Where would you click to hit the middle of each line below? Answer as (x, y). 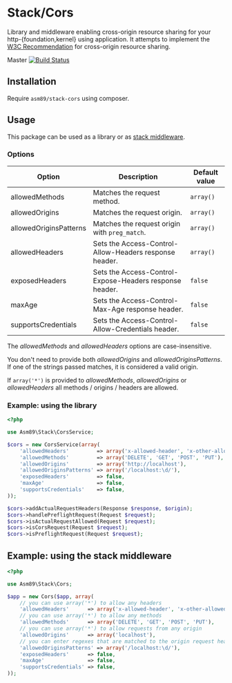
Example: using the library (52, 405)
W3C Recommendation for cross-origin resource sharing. (89, 46)
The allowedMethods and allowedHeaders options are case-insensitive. (109, 346)
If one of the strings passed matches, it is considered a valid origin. (103, 367)
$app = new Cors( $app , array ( (51, 596)
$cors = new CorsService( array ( (54, 444)
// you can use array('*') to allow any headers (91, 603)
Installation (32, 82)
